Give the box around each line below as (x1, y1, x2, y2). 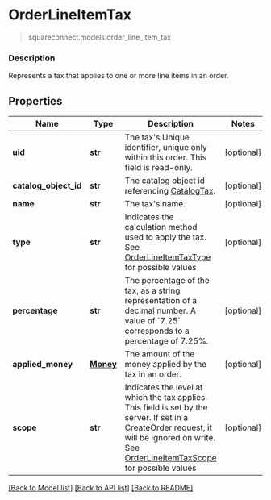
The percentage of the (124, 275, 210, 286)
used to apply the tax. (124, 231, 207, 243)
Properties (8, 94, 63, 108)
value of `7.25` (124, 315, 181, 327)
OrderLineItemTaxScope (124, 452, 217, 464)
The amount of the (124, 348, 195, 360)
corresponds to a (124, 325, 190, 336)
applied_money (12, 359, 73, 370)
